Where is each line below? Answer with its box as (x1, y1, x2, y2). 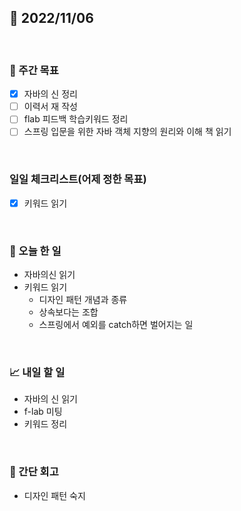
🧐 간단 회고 (9, 465, 59, 479)
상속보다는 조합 (38, 306, 99, 318)
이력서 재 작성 (23, 101, 78, 113)
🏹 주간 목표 (9, 63, 59, 77)
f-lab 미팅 (23, 406, 63, 418)
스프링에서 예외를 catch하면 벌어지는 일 (38, 319, 194, 331)
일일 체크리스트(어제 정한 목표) (9, 172, 147, 186)
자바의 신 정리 (23, 88, 78, 100)
